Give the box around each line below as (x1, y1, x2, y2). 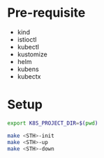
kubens (17, 65, 40, 73)
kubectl (17, 42, 40, 51)
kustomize (17, 50, 47, 58)
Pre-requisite (7, 5, 86, 21)
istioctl (17, 35, 37, 43)
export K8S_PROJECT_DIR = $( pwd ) (7, 120, 98, 127)
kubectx (17, 72, 41, 81)
